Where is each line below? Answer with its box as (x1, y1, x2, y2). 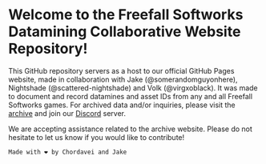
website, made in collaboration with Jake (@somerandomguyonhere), (8, 74, 238, 84)
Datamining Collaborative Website (8, 22, 241, 41)
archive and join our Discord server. (8, 108, 127, 118)
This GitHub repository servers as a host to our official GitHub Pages (8, 66, 235, 75)
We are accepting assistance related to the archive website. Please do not (8, 124, 252, 134)
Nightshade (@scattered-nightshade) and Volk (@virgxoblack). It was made (8, 82, 258, 93)
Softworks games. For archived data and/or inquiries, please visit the (8, 100, 236, 110)
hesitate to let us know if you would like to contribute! (8, 132, 185, 142)
